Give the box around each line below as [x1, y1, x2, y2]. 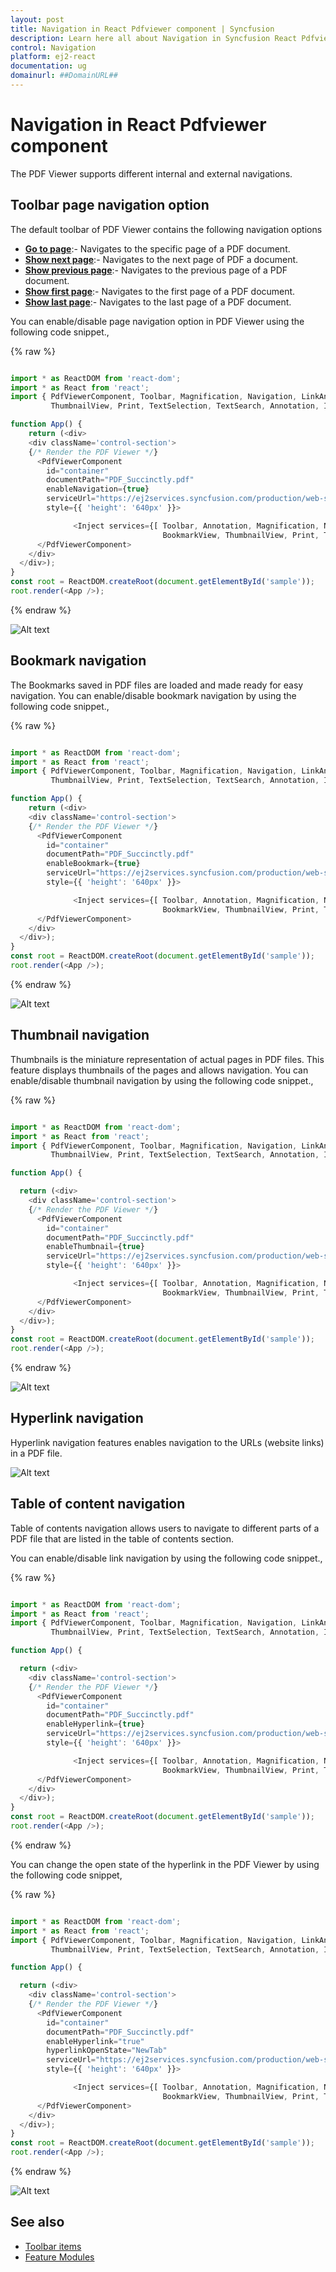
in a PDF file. [10, 1447, 63, 1459]
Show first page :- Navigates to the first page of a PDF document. [24, 285, 296, 297]
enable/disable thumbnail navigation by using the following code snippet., [10, 1074, 314, 1086]
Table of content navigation [10, 1496, 186, 1513]
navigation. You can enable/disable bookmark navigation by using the [10, 689, 297, 701]
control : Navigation [10, 42, 97, 53]
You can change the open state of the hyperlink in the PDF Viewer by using [10, 1858, 320, 1870]
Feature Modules [24, 2251, 95, 2263]
